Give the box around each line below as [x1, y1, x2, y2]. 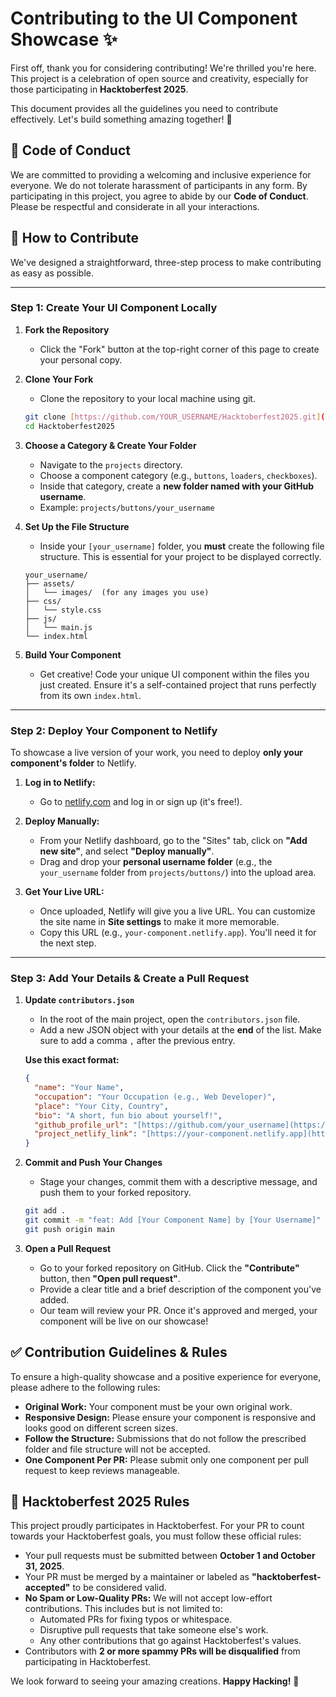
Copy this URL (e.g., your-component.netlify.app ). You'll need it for [39, 926, 317, 938]
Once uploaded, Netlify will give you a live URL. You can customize [39, 905, 316, 917]
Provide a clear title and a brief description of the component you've [39, 1283, 322, 1295]
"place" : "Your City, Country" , [34, 1101, 169, 1111]
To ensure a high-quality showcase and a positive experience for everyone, [10, 1370, 322, 1382]
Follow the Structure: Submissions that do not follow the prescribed [24, 1432, 307, 1444]
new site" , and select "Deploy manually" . [39, 845, 215, 857]
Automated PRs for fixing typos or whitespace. [39, 1613, 233, 1626]
